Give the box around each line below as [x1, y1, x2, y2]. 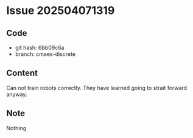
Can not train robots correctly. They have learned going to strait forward [6, 84, 188, 91]
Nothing [6, 124, 27, 131]
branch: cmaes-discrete [15, 50, 76, 58]
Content [6, 68, 38, 78]
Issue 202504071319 [6, 4, 115, 18]
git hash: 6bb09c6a [15, 44, 65, 51]
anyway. [6, 91, 27, 98]
